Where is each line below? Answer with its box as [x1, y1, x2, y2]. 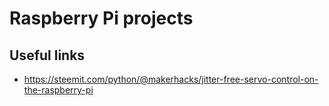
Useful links [9, 47, 86, 64]
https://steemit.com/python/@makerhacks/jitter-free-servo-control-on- [23, 73, 319, 85]
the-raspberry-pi [23, 84, 94, 96]
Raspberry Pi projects [9, 7, 194, 30]
